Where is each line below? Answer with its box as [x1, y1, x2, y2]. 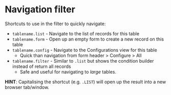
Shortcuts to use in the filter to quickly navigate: [5, 21, 106, 27]
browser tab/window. [5, 84, 50, 90]
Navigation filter [5, 4, 75, 15]
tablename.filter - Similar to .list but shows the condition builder [12, 58, 154, 64]
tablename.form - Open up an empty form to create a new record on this [12, 36, 164, 42]
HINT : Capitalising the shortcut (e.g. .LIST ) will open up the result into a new [5, 79, 166, 85]
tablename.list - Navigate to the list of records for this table [12, 30, 139, 36]
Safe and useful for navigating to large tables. [19, 68, 116, 75]
